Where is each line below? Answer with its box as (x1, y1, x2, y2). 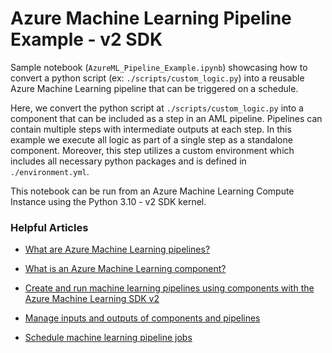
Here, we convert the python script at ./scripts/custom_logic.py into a (10, 102, 304, 114)
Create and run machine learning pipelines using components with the (24, 282, 315, 294)
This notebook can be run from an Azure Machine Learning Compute (10, 185, 295, 197)
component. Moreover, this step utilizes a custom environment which (10, 144, 295, 156)
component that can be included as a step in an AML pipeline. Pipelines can (10, 112, 323, 124)
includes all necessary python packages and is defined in (10, 155, 247, 167)
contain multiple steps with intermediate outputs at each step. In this (10, 123, 292, 135)
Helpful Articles (10, 220, 89, 234)
